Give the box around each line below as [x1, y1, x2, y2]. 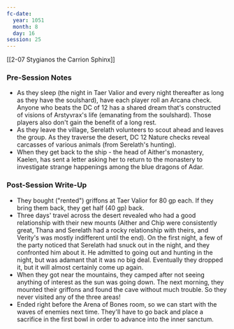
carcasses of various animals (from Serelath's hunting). [16, 140, 177, 149]
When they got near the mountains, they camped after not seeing [16, 270, 205, 279]
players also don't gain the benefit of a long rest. [16, 118, 157, 126]
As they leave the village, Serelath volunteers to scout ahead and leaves [16, 126, 224, 134]
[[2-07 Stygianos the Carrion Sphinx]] [6, 55, 116, 64]
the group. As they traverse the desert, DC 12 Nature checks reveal [16, 133, 210, 142]
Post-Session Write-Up [6, 180, 87, 190]
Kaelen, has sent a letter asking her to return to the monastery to [16, 155, 203, 164]
